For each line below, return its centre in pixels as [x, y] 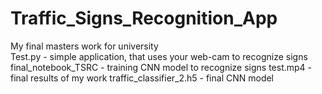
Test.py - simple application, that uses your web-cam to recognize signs [159, 56]
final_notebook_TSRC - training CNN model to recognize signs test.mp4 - [161, 67]
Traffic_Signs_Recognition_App [144, 18]
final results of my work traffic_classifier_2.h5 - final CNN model [142, 78]
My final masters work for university [84, 46]
